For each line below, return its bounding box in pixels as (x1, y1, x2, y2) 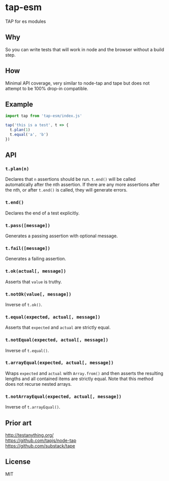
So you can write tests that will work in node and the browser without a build (5, 46, 164, 52)
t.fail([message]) (5, 245, 50, 251)
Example (5, 100, 33, 108)
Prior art (5, 419, 32, 427)
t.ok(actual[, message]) (5, 268, 67, 274)
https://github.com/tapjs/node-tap (5, 437, 77, 443)
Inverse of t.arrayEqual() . (5, 404, 61, 410)
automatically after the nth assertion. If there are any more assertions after (5, 181, 160, 188)
